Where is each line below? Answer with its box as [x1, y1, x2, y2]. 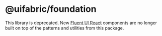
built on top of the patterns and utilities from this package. [5, 25, 124, 31]
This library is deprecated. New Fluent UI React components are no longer [5, 20, 158, 26]
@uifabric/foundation [5, 3, 97, 15]
